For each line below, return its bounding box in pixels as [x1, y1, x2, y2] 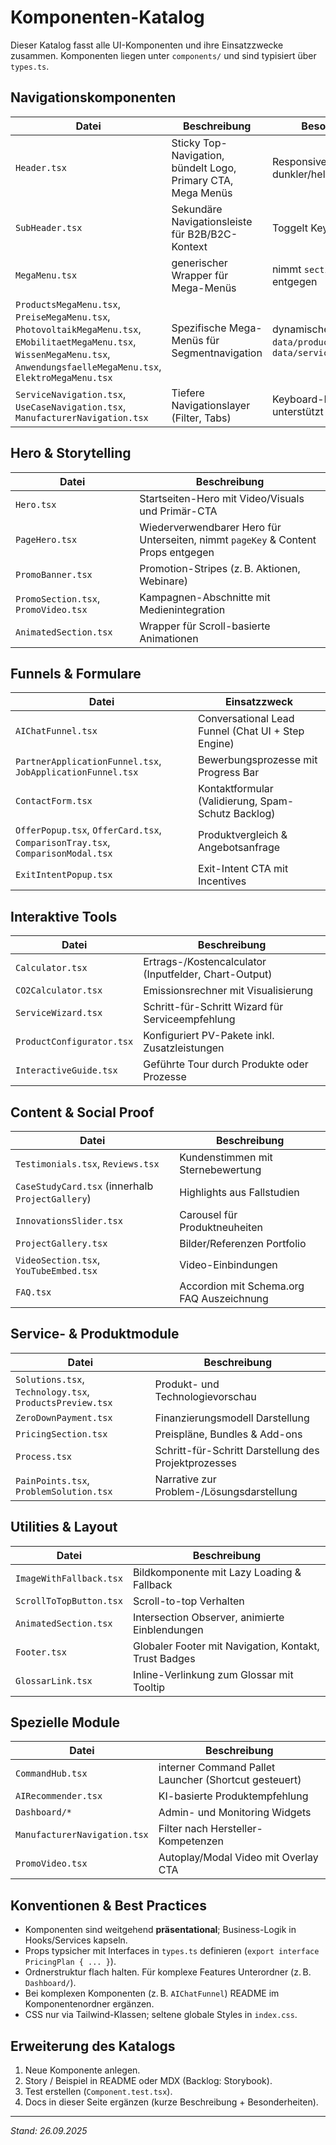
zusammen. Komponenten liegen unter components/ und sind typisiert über [10, 49, 317, 61]
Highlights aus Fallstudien [179, 1186, 300, 1199]
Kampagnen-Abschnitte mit [139, 590, 271, 604]
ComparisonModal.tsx [15, 848, 113, 860]
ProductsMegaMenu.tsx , [15, 297, 121, 311]
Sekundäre [171, 202, 223, 216]
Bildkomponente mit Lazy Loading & [132, 1565, 302, 1579]
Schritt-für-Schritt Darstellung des [154, 1443, 320, 1457]
